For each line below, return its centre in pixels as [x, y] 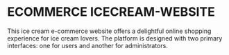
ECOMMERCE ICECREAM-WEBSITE [111, 12]
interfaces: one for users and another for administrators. [87, 45]
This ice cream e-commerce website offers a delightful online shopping [109, 31]
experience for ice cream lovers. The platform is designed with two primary [115, 38]
